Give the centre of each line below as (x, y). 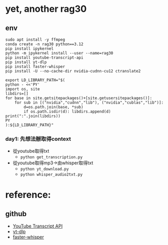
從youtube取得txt (31, 151)
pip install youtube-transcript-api (44, 58)
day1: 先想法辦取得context (38, 139)
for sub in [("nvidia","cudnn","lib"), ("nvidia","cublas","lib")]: (89, 103)
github (16, 214)
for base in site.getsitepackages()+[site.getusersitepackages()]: (79, 98)
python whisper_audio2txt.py (51, 175)
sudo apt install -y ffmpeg (35, 40)
